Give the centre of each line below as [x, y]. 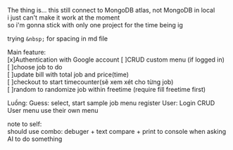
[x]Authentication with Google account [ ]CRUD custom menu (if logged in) [116, 60]
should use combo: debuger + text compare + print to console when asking [117, 131]
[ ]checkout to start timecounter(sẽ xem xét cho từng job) [90, 82]
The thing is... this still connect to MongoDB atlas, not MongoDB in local [111, 10]
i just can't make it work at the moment [64, 18]
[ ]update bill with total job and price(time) [68, 74]
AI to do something [35, 139]
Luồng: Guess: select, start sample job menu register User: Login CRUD [111, 103]
